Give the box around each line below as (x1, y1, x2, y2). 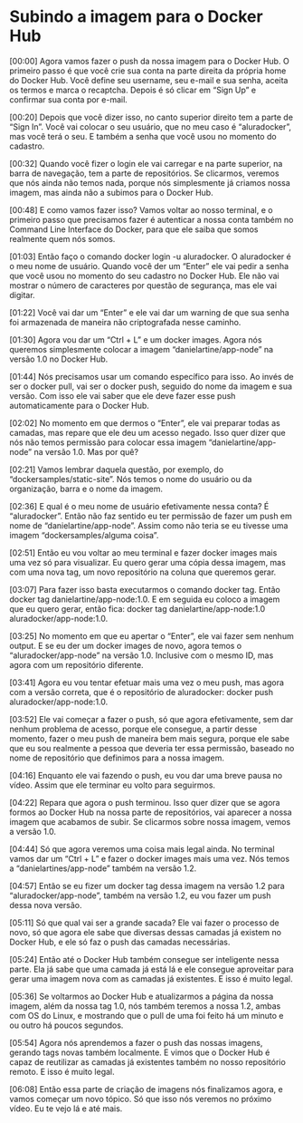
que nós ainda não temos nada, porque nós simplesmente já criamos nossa (9, 177, 291, 188)
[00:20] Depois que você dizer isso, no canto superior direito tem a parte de (9, 111, 294, 122)
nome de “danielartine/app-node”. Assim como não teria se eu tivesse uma (9, 519, 289, 531)
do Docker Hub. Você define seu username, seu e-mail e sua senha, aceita (9, 74, 289, 85)
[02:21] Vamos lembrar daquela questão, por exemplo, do (9, 464, 224, 475)
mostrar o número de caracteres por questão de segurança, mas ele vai (9, 279, 278, 291)
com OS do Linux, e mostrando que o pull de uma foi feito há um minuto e (9, 1010, 284, 1021)
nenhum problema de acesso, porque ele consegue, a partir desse (9, 723, 258, 734)
